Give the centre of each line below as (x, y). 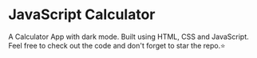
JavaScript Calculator (82, 15)
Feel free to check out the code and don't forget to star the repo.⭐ (117, 45)
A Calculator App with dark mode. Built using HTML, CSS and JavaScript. (128, 37)
